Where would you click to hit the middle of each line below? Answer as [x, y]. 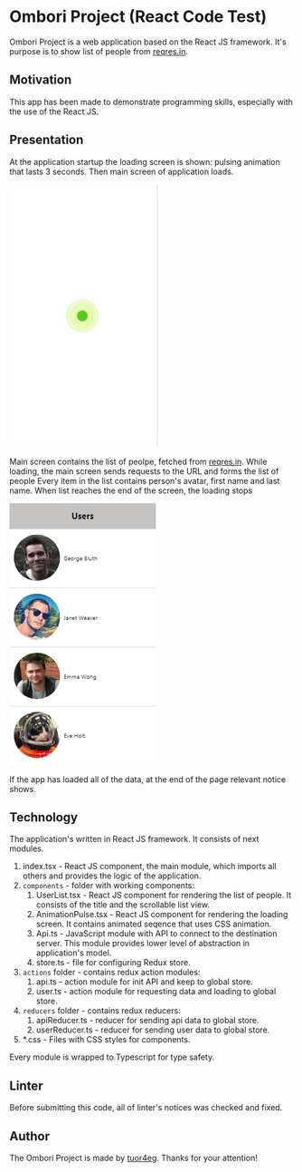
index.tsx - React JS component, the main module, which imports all [150, 867]
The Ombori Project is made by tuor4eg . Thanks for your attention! [133, 1158]
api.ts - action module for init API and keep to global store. [144, 982]
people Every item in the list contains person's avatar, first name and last [145, 480]
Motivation [41, 80]
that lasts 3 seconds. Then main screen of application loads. [122, 171]
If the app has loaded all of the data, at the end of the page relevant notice [148, 779]
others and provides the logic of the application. [112, 876]
